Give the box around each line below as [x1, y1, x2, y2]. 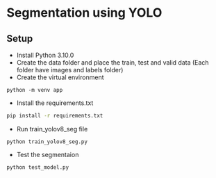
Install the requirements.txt [16, 99, 94, 107]
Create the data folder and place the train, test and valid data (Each [16, 58, 209, 67]
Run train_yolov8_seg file [16, 124, 88, 133]
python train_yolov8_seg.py [6, 138, 88, 145]
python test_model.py [6, 163, 69, 171]
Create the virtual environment [16, 73, 104, 81]
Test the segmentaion [16, 150, 79, 159]
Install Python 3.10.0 [16, 51, 74, 59]
